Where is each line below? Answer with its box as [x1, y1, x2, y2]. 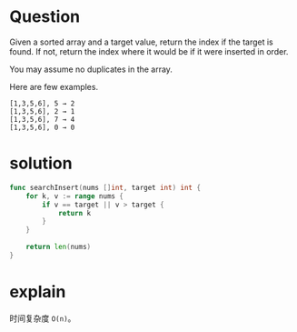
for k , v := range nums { [25, 191, 124, 201]
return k [57, 208, 92, 217]
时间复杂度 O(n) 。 [9, 312, 76, 324]
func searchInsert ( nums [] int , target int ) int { [9, 183, 202, 192]
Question [9, 6, 80, 27]
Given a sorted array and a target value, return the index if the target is [9, 36, 274, 47]
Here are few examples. [9, 81, 98, 92]
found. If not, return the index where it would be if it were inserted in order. [9, 45, 289, 56]
